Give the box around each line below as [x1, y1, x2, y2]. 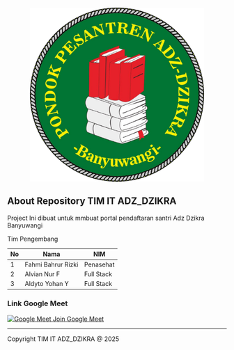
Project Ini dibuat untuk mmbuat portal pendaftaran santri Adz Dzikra [7, 214, 205, 222]
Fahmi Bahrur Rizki [24, 260, 79, 269]
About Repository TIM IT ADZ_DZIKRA [7, 196, 177, 207]
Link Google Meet [7, 299, 68, 308]
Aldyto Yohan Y [24, 280, 70, 288]
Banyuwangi [7, 221, 43, 230]
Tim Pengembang [7, 234, 58, 243]
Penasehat [84, 260, 115, 269]
